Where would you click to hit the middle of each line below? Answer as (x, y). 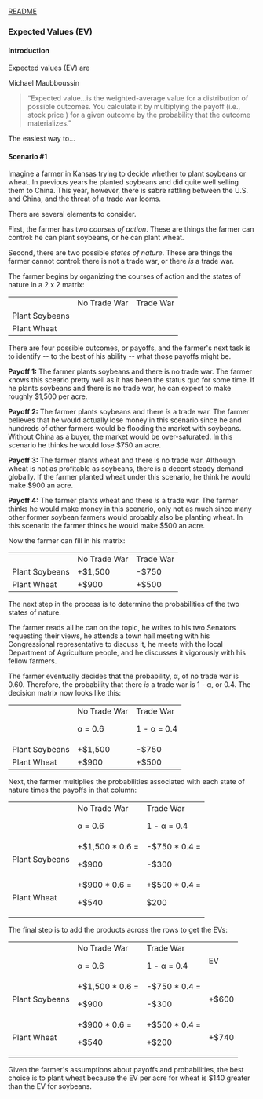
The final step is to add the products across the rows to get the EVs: (118, 930)
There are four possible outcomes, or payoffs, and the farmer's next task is (130, 348)
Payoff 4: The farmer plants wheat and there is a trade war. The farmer (123, 501)
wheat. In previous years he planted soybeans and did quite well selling (124, 182)
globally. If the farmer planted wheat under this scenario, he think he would (130, 477)
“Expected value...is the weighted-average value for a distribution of (138, 98)
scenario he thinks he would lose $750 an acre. (85, 445)
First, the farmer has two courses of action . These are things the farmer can (131, 229)
